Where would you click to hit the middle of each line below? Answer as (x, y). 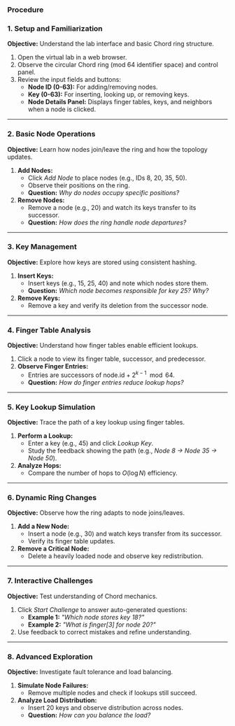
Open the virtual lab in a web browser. (72, 57)
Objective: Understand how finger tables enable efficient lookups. (103, 346)
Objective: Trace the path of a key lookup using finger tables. (96, 422)
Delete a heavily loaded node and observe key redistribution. (115, 556)
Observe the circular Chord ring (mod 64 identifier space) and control (117, 65)
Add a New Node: (43, 527)
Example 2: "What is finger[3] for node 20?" (92, 625)
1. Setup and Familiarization (55, 28)
